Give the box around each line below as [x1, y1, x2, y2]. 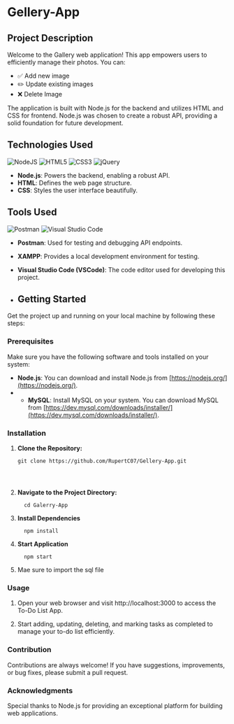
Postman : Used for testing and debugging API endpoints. [17, 239, 183, 247]
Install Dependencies [17, 514, 80, 523]
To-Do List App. [17, 606, 64, 615]
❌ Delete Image [17, 90, 63, 98]
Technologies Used [7, 139, 93, 151]
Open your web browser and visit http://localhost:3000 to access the [17, 599, 217, 607]
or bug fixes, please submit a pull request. [7, 668, 129, 676]
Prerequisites [7, 336, 54, 346]
